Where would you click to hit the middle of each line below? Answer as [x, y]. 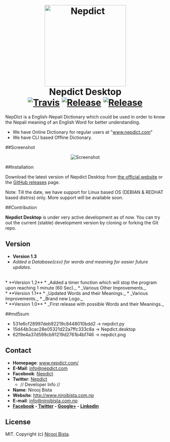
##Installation [20, 167]
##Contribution [21, 207]
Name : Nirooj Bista [32, 390]
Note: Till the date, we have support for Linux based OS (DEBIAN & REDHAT [84, 192]
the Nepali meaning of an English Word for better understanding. [73, 122]
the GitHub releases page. [32, 182]
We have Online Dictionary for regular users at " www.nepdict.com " [83, 132]
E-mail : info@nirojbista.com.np [45, 400]
